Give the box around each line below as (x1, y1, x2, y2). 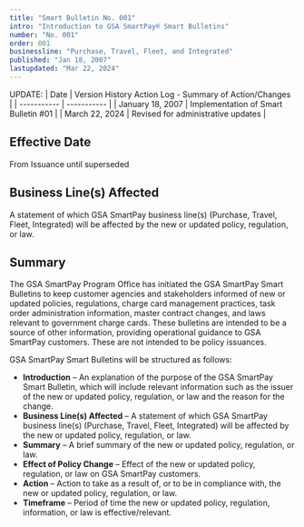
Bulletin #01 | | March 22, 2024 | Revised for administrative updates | (9, 108, 266, 119)
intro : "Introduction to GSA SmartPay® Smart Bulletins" (9, 22, 230, 31)
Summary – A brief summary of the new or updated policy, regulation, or (22, 440, 295, 451)
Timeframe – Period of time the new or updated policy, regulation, (22, 497, 270, 509)
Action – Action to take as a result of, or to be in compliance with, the (22, 478, 281, 489)
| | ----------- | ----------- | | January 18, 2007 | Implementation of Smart (9, 98, 283, 109)
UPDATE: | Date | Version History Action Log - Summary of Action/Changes (9, 88, 291, 100)
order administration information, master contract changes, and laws (9, 308, 266, 319)
